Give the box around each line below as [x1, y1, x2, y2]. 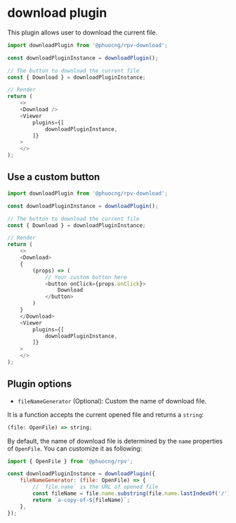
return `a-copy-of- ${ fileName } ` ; [32, 496, 131, 503]
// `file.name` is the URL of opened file [32, 484, 159, 491]
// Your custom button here [44, 273, 128, 280]
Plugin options [7, 378, 72, 390]
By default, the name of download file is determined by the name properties [7, 437, 223, 445]
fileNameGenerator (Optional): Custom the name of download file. [17, 396, 207, 405]
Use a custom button [7, 171, 100, 183]
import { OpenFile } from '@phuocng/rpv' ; [7, 458, 133, 465]
